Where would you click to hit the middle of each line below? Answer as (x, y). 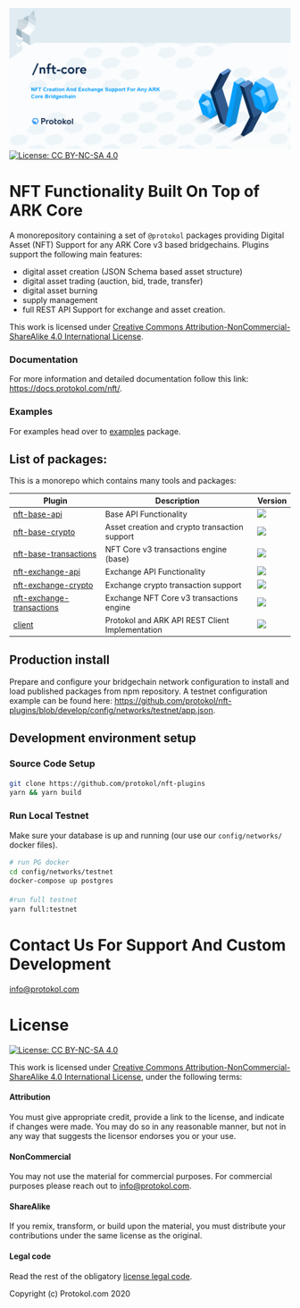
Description (177, 501)
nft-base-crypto (44, 532)
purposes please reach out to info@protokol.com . (100, 1186)
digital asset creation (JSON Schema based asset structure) (132, 271)
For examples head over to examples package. (95, 431)
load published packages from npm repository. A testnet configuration (138, 691)
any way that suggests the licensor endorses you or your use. (123, 1135)
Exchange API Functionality (155, 571)
